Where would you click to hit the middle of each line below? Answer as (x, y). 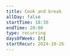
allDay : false (24, 17)
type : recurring (26, 33)
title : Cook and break (34, 11)
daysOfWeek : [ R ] (26, 38)
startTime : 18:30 (27, 22)
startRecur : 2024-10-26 (35, 44)
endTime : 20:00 (25, 28)
